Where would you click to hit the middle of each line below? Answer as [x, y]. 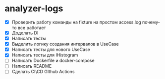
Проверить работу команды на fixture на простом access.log [77, 22]
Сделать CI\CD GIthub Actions [43, 72]
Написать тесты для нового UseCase [51, 50]
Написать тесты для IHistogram [45, 55]
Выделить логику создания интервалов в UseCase [65, 44]
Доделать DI [25, 33]
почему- [151, 22]
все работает [32, 28]
